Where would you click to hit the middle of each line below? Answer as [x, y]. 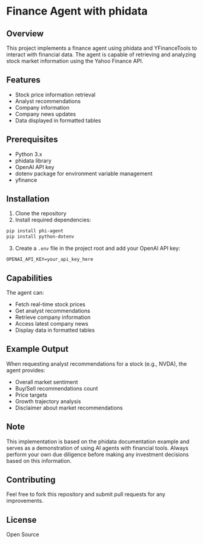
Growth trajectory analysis [48, 401]
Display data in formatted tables [55, 330]
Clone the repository [41, 213]
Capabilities [29, 278]
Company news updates [45, 114]
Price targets [31, 395]
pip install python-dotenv [40, 237]
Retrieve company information [53, 317]
